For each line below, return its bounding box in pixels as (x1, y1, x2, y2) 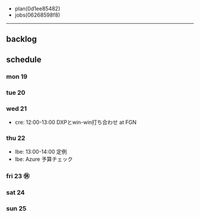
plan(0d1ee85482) (14, 5, 61, 12)
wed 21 (6, 104, 27, 113)
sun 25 (6, 204, 27, 212)
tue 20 (6, 88, 26, 97)
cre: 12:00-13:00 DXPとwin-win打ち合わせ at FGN (14, 119, 137, 126)
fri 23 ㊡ (6, 172, 30, 181)
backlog (6, 34, 37, 44)
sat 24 (6, 188, 25, 197)
